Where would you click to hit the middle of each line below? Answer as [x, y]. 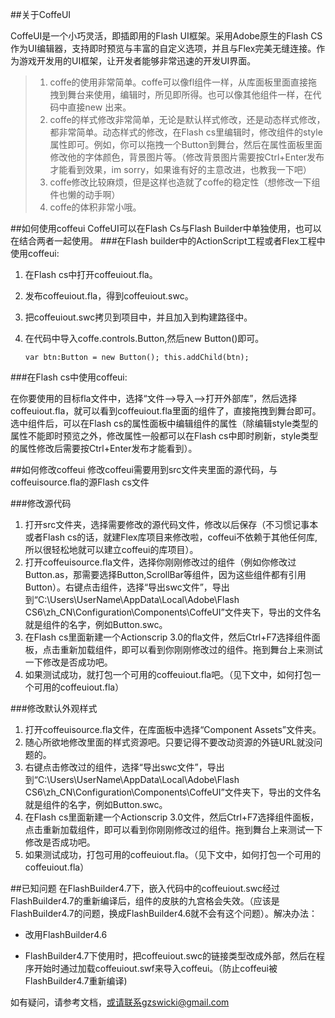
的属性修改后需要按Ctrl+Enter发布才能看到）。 [104, 448]
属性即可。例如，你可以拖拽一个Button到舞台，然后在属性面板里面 [186, 144]
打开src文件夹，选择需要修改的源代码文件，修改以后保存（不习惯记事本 [171, 524]
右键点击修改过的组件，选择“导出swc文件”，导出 [124, 767]
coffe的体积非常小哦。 [95, 207]
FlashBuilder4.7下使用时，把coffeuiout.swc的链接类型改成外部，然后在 [170, 956]
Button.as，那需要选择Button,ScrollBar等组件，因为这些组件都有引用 [165, 574]
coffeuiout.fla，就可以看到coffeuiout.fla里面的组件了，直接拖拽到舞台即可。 [166, 411]
